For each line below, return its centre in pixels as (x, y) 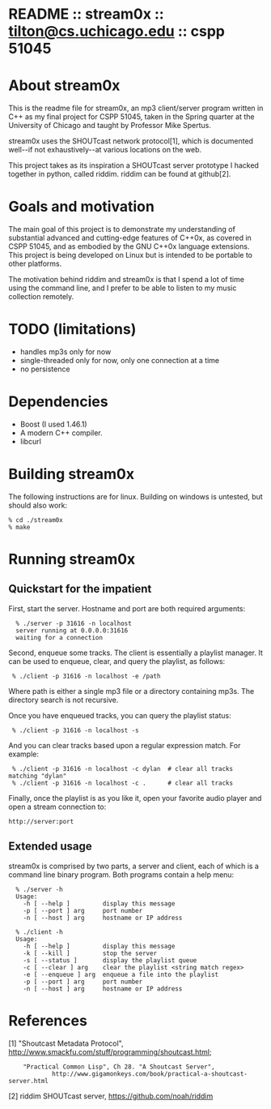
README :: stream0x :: (86, 14)
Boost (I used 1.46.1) (53, 424)
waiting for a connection (59, 637)
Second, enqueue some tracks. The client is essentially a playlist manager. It (135, 653)
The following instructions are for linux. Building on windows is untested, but (135, 496)
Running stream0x (72, 559)
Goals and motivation (82, 207)
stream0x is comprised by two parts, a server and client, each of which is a (133, 866)
